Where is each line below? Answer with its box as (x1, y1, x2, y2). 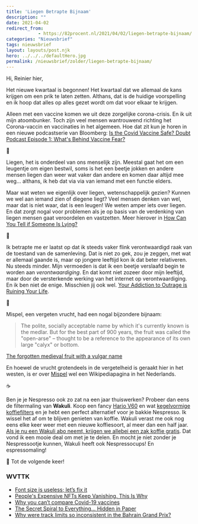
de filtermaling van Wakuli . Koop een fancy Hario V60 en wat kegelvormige (6, 402, 191, 409)
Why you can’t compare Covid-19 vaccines (14, 498, 120, 506)
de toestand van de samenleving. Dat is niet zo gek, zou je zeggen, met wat (6, 250, 191, 257)
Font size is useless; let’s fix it (14, 486, 88, 493)
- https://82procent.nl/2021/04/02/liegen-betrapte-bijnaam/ (37, 31, 193, 37)
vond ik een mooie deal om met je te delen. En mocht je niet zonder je (6, 434, 177, 441)
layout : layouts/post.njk (6, 47, 70, 53)
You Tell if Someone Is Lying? (6, 220, 78, 227)
